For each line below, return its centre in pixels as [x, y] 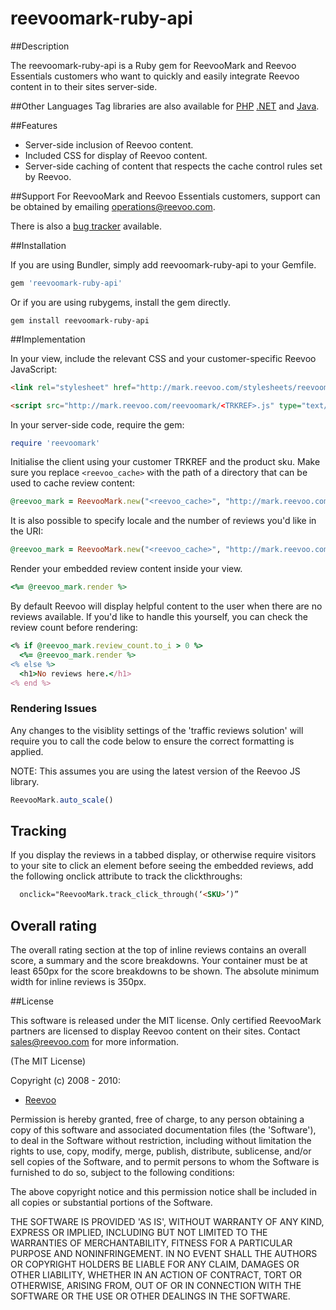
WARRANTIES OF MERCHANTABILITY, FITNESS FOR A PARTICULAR [151, 1243]
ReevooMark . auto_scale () [62, 800]
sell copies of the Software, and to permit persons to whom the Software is [165, 1162]
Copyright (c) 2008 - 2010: [65, 1081]
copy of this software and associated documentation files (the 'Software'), [163, 1130]
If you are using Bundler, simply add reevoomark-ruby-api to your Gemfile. [163, 264]
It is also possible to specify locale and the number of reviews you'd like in [163, 521]
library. [25, 781]
